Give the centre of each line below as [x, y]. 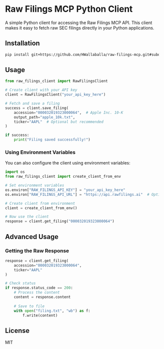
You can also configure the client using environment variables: [68, 163]
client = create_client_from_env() [41, 208]
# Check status [20, 283]
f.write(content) [40, 315]
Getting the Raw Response [37, 250]
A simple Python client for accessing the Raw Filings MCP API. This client [79, 23]
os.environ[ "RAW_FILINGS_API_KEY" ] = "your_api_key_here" [65, 190]
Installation [22, 43]
